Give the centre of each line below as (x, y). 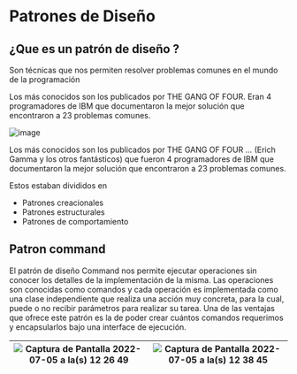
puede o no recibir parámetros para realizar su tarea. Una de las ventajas (142, 308)
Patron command (57, 249)
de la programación (45, 80)
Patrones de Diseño (83, 16)
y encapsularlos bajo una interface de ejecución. (98, 327)
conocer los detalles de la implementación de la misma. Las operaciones (141, 279)
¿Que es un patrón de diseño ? (94, 49)
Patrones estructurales (63, 212)
